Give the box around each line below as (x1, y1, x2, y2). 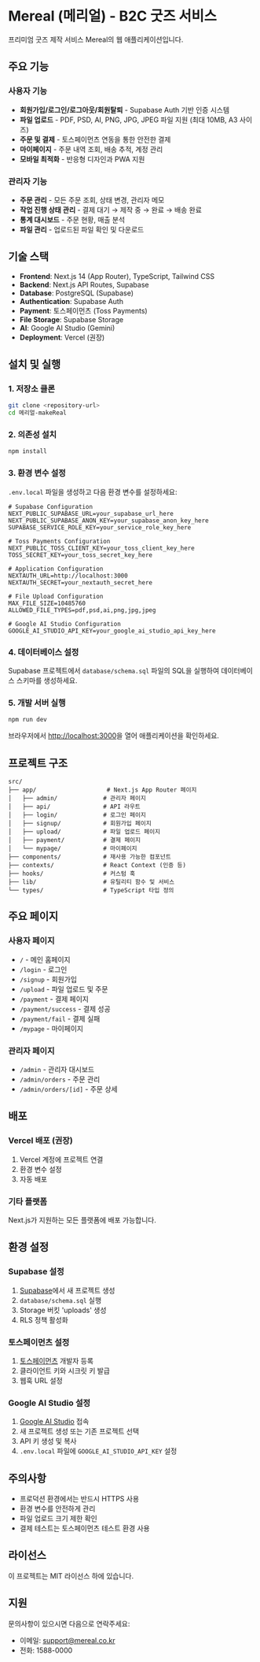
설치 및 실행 (8, 358, 61, 371)
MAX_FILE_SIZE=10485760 (8, 599, 86, 607)
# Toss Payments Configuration (8, 537, 111, 545)
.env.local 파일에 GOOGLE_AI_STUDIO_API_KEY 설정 (19, 1446, 178, 1456)
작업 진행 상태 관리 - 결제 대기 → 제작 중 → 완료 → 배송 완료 (19, 205, 203, 214)
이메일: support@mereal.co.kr (19, 1635, 115, 1645)
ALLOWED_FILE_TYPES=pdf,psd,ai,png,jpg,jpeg (8, 606, 156, 614)
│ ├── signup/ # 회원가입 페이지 (8, 819, 152, 827)
